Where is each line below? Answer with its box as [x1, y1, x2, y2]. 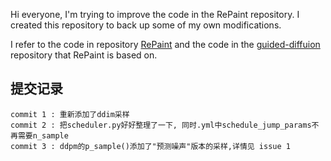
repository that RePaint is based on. [10, 49, 158, 61]
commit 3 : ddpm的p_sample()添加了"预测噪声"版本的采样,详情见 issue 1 [10, 141, 291, 151]
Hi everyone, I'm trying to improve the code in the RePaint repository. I [10, 9, 300, 20]
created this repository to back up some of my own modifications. [10, 19, 282, 31]
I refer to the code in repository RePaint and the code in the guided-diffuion [10, 39, 321, 50]
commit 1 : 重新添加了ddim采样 [10, 109, 130, 119]
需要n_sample [17, 130, 69, 141]
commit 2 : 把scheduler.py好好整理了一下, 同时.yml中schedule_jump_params [10, 120, 312, 130]
